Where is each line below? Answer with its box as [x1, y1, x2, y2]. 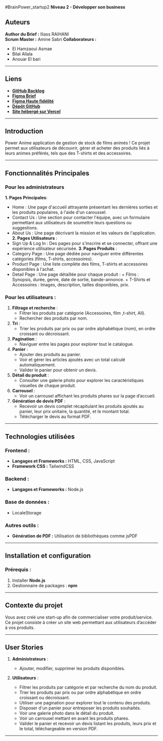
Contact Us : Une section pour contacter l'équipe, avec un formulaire [12, 214, 150, 221]
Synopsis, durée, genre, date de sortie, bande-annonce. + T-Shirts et [12, 277, 150, 283]
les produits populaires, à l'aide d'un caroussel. [12, 209, 107, 215]
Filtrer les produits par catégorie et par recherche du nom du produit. [19, 684, 158, 690]
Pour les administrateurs [5, 184, 65, 190]
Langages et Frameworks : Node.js [12, 487, 83, 493]
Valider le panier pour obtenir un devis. [19, 367, 97, 373]
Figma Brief [12, 93, 36, 99]
